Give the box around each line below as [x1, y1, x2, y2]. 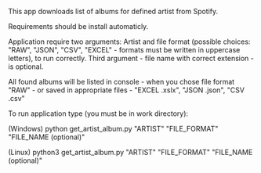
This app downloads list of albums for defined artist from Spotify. [8, 7, 219, 16]
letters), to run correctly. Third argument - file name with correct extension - [8, 54, 255, 63]
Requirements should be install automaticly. [8, 22, 149, 31]
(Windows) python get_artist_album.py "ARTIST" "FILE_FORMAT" [8, 124, 219, 133]
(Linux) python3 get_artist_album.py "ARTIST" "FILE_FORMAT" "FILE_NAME [8, 148, 253, 157]
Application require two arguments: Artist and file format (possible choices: [8, 37, 251, 46]
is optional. [8, 62, 44, 71]
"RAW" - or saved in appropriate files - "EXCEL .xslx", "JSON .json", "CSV [8, 85, 245, 95]
